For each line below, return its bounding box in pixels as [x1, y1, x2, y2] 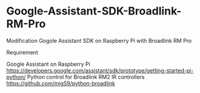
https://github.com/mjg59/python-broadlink [6, 80, 115, 87]
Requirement [6, 48, 38, 56]
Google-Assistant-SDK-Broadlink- [6, 4, 182, 18]
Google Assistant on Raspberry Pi [6, 60, 91, 68]
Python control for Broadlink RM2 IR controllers [27, 73, 145, 80]
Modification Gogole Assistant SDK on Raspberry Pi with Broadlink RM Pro [6, 37, 192, 44]
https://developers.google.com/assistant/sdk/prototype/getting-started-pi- [6, 66, 194, 74]
